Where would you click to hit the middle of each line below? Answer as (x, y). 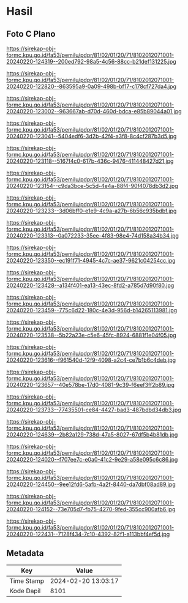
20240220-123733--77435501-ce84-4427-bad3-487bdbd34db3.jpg (94, 410)
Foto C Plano (31, 34)
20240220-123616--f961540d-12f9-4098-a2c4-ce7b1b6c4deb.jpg (91, 360)
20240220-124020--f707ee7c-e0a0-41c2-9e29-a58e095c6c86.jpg (92, 459)
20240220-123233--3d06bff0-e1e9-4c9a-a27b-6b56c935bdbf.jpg (92, 211)
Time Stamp (27, 581)
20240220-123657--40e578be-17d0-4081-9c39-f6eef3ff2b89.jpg (90, 385)
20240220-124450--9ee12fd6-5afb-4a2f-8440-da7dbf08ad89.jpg (91, 484)
